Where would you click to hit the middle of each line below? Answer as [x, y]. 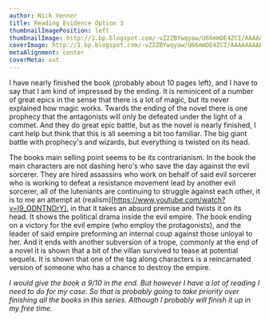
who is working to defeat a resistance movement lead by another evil [123, 182]
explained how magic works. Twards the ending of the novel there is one [129, 108]
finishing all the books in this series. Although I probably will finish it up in [130, 299]
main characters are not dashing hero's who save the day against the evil [129, 166]
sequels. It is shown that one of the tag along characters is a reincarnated [130, 259]
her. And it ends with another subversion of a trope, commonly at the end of [134, 242]
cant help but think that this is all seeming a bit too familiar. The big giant [128, 133]
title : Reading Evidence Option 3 [67, 23]
